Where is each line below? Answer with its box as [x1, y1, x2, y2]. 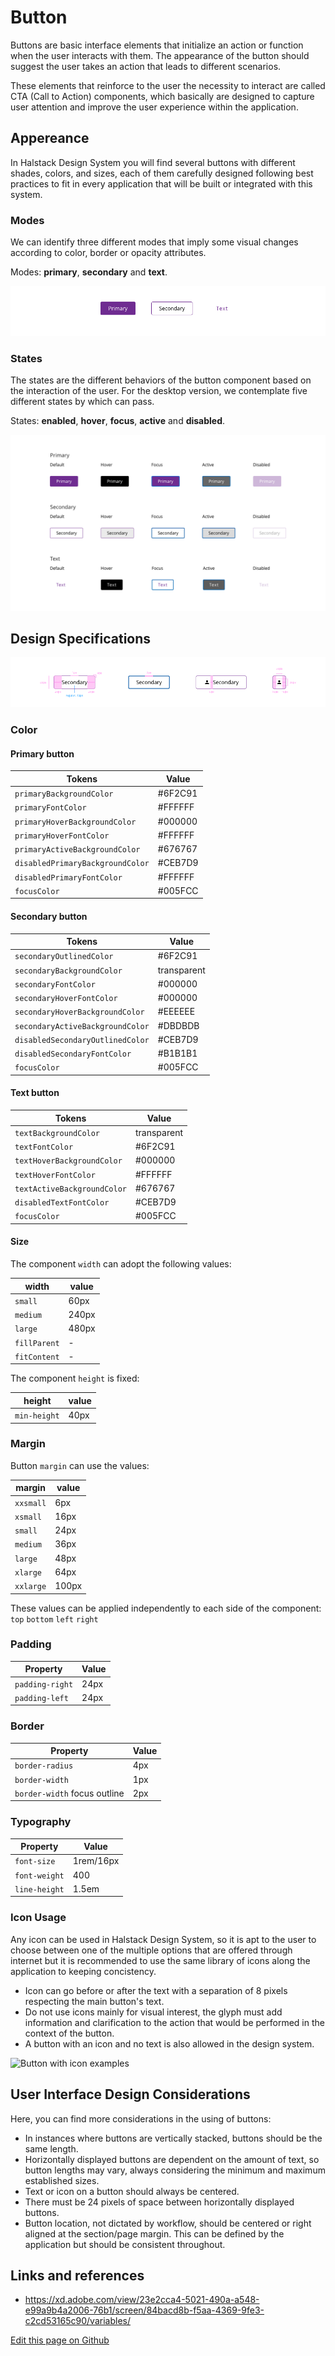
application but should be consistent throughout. [24, 2238, 226, 2250]
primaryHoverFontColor [14, 831, 110, 841]
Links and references [10, 2267, 145, 2284]
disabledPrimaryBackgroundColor [14, 859, 150, 869]
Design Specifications [10, 631, 152, 648]
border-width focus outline [14, 1787, 125, 1799]
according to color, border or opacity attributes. [10, 247, 207, 259]
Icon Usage [10, 1911, 67, 1925]
